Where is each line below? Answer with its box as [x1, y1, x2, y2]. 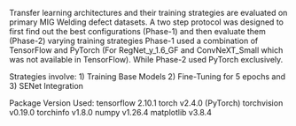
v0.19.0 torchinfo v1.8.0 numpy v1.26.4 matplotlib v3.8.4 [9, 107, 213, 117]
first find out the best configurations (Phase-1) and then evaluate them [9, 26, 266, 36]
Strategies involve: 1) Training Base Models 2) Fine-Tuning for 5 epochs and [9, 71, 286, 82]
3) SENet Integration [9, 81, 84, 91]
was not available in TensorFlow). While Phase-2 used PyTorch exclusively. [9, 55, 284, 64]
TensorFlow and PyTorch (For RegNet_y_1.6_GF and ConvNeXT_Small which [9, 45, 284, 56]
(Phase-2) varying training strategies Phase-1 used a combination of [9, 35, 259, 46]
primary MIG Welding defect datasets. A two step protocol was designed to [9, 17, 284, 27]
